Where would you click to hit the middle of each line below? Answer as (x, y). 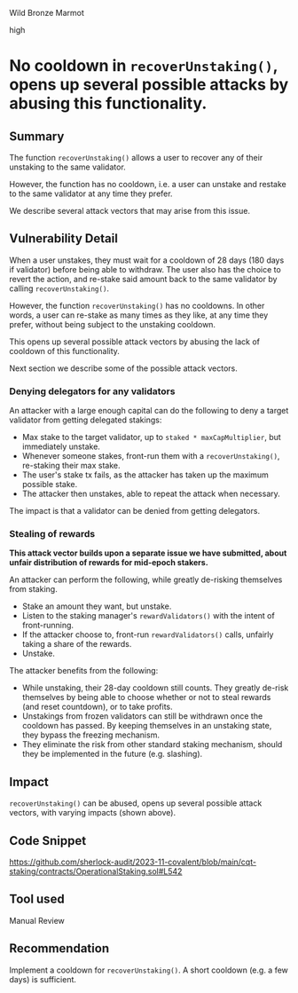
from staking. (33, 589)
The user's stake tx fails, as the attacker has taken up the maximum (145, 475)
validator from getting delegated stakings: (86, 420)
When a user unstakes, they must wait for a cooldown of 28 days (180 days (147, 260)
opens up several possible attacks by (149, 85)
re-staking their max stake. (71, 466)
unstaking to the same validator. (67, 167)
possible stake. (50, 485)
